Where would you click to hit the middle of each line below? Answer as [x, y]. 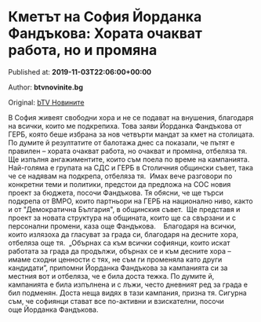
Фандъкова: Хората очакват [105, 33]
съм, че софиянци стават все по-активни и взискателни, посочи [116, 301]
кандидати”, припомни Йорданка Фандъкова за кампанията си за [118, 268]
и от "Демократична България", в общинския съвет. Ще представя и [124, 209]
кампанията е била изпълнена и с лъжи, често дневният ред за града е [128, 284]
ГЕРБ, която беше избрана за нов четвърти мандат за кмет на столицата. [131, 134]
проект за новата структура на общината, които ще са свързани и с [122, 218]
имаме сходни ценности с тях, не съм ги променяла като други [115, 259]
